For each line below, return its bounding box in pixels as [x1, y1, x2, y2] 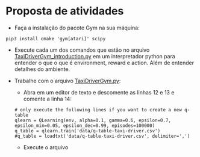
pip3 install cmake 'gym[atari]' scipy [5, 35, 106, 42]
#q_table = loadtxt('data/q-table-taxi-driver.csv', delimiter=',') [14, 133, 190, 139]
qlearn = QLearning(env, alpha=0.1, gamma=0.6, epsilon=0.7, [14, 117, 172, 123]
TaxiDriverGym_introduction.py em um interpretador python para [14, 52, 175, 60]
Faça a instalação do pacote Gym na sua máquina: [14, 24, 140, 31]
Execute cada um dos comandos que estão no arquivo [14, 46, 150, 54]
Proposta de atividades [5, 4, 124, 18]
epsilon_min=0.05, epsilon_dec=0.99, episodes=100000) [14, 122, 155, 129]
